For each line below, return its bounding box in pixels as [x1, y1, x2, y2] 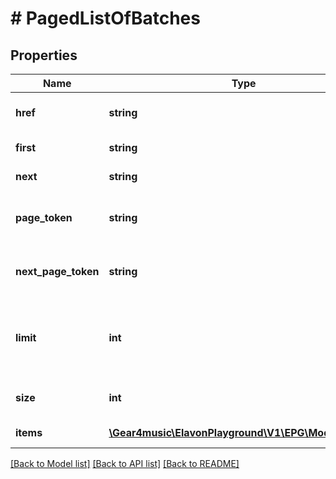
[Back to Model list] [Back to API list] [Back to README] [10, 458, 240, 469]
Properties [10, 47, 78, 64]
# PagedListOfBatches [10, 7, 201, 30]
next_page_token [15, 265, 100, 278]
